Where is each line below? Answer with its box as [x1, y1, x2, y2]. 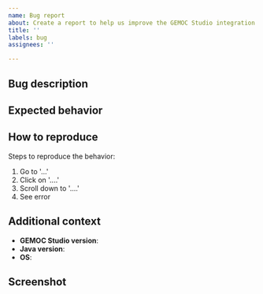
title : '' [8, 26, 41, 34]
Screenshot [8, 275, 67, 288]
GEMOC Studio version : [19, 236, 99, 245]
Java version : [19, 244, 65, 253]
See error [19, 192, 51, 201]
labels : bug [8, 33, 47, 42]
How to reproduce [8, 131, 98, 144]
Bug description [8, 76, 88, 91]
